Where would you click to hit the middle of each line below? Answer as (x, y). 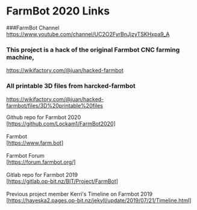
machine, (20, 57)
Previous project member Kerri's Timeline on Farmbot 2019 (80, 194)
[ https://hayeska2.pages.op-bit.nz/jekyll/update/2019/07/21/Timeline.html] (99, 200)
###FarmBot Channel (33, 28)
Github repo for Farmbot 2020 (44, 117)
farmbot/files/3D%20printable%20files (55, 105)
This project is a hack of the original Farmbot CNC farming (93, 49)
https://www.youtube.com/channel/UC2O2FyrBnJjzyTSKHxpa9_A (88, 34)
